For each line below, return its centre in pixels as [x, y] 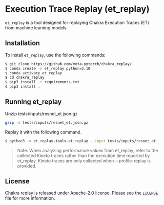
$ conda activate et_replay [34, 73]
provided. [27, 166]
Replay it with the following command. [43, 132]
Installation [22, 43]
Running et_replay [33, 102]
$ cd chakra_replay [25, 78]
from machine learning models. [36, 27]
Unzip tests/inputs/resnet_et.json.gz [41, 114]
